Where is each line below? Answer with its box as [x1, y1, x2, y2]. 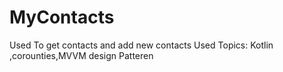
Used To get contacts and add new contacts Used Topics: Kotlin [9, 39, 274, 51]
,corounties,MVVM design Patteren [9, 49, 154, 61]
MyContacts [9, 6, 115, 29]
